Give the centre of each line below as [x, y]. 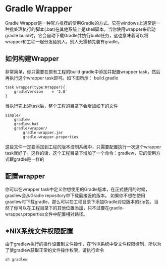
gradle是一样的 [29, 159]
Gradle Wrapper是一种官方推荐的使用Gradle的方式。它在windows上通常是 [81, 23]
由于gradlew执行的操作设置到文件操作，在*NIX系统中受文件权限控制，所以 [81, 244]
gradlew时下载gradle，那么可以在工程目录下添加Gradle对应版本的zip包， [80, 201]
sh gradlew [16, 260]
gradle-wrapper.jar [43, 133]
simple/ [13, 115]
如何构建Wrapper [32, 59]
